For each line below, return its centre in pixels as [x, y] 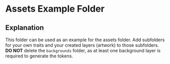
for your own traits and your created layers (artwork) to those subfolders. [82, 45]
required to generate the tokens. [39, 56]
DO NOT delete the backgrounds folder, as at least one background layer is [83, 51]
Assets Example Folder [55, 9]
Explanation [25, 28]
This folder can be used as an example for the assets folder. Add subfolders [85, 40]
